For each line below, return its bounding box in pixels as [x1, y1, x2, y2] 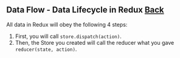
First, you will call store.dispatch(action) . [15, 33, 122, 40]
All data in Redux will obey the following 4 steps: [6, 21, 128, 28]
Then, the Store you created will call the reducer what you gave [15, 39, 175, 46]
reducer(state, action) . [15, 45, 77, 53]
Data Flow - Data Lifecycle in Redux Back [6, 5, 164, 15]
